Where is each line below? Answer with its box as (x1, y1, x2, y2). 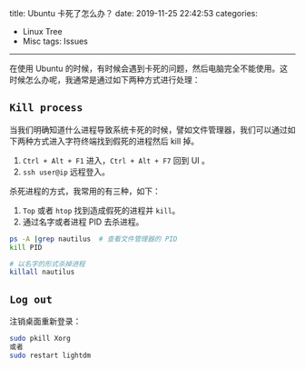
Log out (9, 293, 53, 306)
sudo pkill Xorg (9, 334, 71, 344)
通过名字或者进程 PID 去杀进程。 (22, 216, 144, 227)
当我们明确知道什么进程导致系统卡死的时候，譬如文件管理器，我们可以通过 (9, 124, 288, 135)
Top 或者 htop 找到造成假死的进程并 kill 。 (22, 204, 181, 215)
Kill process (9, 101, 84, 115)
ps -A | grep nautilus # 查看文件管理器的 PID (9, 234, 178, 244)
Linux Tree (22, 26, 63, 36)
